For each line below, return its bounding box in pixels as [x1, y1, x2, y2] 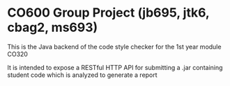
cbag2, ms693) [7, 19, 98, 35]
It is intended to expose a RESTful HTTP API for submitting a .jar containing [7, 63, 223, 71]
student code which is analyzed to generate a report [7, 71, 158, 79]
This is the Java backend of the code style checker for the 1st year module [7, 42, 222, 51]
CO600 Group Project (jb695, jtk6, [7, 5, 210, 21]
